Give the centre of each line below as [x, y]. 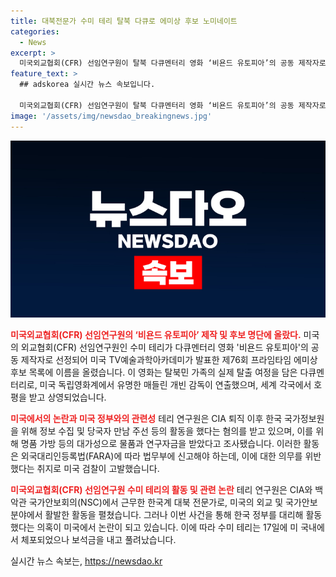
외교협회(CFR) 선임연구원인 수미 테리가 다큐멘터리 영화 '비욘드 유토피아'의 [164, 347]
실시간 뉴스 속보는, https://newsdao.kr [86, 561]
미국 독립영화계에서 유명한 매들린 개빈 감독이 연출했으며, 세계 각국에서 [175, 384]
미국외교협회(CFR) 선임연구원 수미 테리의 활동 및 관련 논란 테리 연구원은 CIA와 [161, 489]
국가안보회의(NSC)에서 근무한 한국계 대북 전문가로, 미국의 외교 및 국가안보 [173, 502]
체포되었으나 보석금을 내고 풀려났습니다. [98, 539]
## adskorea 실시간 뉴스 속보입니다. [87, 85]
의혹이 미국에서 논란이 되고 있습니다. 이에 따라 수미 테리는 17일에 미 [167, 527]
